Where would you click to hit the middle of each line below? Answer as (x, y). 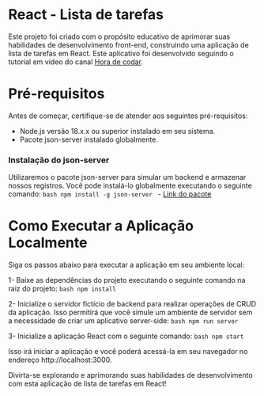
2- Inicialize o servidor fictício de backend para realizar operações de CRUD (132, 304)
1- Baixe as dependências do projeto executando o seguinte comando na (127, 280)
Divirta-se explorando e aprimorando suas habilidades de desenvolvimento (130, 375)
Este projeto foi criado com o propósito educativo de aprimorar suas (119, 36)
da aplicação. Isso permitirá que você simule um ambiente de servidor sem (130, 312)
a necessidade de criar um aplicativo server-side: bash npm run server (123, 321)
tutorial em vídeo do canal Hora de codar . (76, 62)
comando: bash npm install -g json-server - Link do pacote (110, 194)
